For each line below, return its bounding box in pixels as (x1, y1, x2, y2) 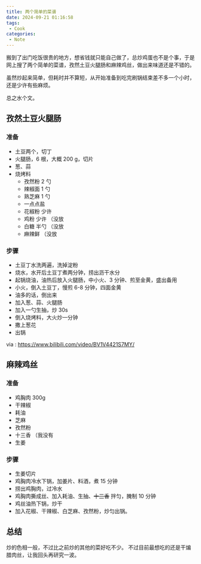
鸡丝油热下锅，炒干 (14, 500, 63, 507)
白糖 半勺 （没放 (23, 222, 64, 230)
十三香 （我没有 (14, 431, 54, 438)
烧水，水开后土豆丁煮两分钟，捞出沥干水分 (14, 269, 120, 276)
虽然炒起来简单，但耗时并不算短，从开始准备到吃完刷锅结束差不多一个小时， (6, 74, 195, 81)
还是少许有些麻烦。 (6, 82, 54, 89)
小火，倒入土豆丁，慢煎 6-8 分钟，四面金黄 (14, 283, 121, 291)
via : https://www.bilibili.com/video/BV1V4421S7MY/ (6, 340, 135, 348)
